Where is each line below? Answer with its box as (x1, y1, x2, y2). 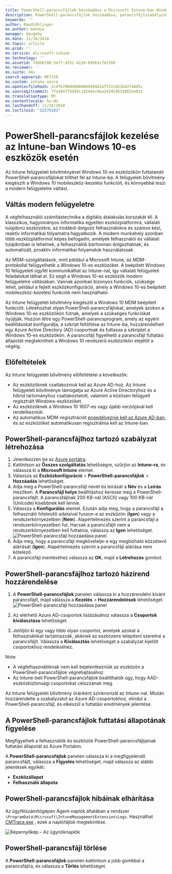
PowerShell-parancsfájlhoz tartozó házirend (5, 569, 150, 578)
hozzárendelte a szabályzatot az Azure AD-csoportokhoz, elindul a (5, 696, 147, 702)
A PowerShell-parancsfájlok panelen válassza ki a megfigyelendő (5, 753, 146, 759)
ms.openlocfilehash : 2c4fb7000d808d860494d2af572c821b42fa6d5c (5, 84, 143, 89)
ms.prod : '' (5, 46, 31, 51)
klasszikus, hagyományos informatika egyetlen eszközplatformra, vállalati (5, 219, 160, 225)
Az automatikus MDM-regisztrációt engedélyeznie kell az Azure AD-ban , (12, 414, 166, 421)
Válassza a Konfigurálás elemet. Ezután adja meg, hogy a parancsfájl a (12, 505, 164, 512)
